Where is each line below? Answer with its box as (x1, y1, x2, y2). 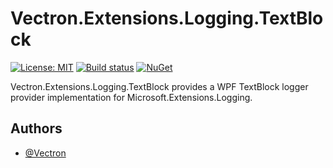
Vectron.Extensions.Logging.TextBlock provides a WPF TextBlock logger (10, 80, 309, 92)
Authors (10, 120, 63, 137)
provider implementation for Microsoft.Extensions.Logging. (10, 91, 253, 103)
